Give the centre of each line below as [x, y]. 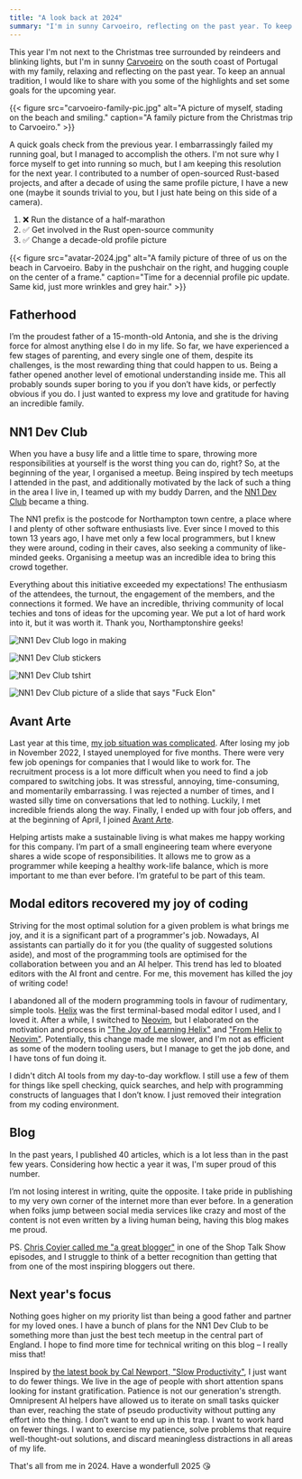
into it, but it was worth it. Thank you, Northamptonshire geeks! [126, 623]
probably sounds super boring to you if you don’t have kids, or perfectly [143, 384]
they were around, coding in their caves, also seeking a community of [139, 548]
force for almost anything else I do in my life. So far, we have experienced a [149, 346]
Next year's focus [60, 1294]
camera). [26, 202]
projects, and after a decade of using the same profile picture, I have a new [149, 182]
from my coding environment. [64, 1104]
